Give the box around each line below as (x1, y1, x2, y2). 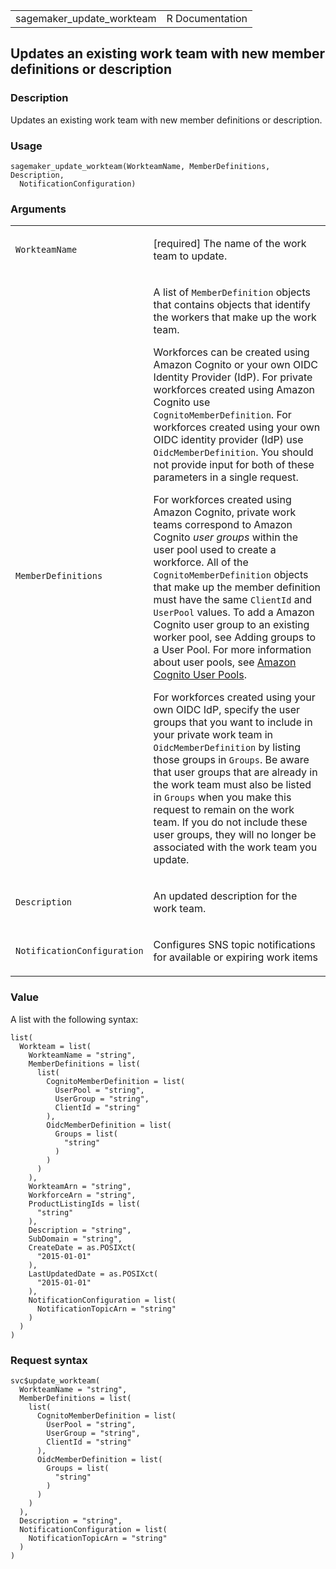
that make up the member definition (153, 580, 321, 594)
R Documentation (166, 12, 248, 25)
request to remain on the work (153, 803, 295, 817)
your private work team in (153, 728, 274, 742)
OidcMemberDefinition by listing (153, 740, 301, 754)
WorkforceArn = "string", (28, 1190, 137, 1200)
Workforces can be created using (153, 345, 310, 359)
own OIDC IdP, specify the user (153, 703, 301, 717)
